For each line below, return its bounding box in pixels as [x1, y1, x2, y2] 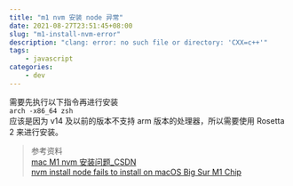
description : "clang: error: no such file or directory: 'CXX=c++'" [9, 37, 268, 47]
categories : [9, 63, 53, 72]
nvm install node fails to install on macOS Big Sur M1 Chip [30, 166, 242, 177]
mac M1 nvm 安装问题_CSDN [30, 157, 137, 167]
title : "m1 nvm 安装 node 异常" [9, 12, 124, 22]
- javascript [25, 54, 74, 63]
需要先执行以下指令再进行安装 [9, 96, 118, 107]
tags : [9, 46, 29, 55]
